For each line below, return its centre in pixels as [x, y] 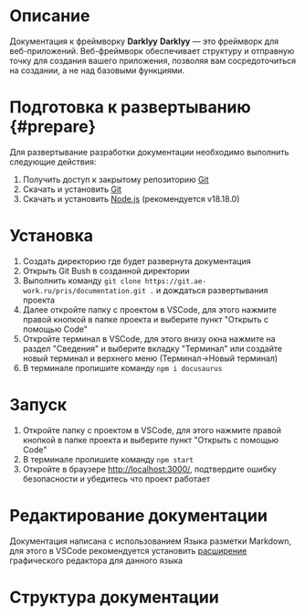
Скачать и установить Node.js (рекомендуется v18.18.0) [131, 198]
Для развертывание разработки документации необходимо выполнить [149, 152]
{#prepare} [53, 127]
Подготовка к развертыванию [130, 107]
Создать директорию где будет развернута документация [137, 260]
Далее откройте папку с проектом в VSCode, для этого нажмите [149, 309]
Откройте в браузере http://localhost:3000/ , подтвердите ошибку [149, 469]
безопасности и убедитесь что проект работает [116, 478]
